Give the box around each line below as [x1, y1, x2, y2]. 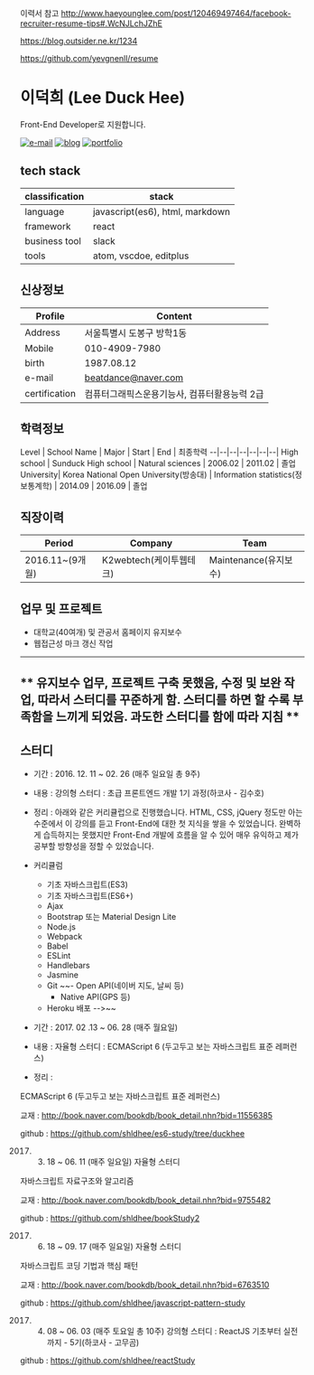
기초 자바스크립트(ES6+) [46, 891, 134, 902]
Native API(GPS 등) [60, 992, 131, 1003]
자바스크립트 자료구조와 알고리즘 [20, 1175, 134, 1186]
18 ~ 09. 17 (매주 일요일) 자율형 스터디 [46, 1241, 182, 1252]
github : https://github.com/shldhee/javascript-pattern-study [20, 1297, 245, 1308]
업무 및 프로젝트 [20, 601, 103, 616]
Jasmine [46, 969, 78, 980]
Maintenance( [208, 554, 268, 566]
